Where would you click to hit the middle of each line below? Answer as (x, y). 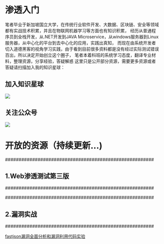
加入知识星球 (24, 84)
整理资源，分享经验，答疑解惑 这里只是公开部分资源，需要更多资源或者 (85, 61)
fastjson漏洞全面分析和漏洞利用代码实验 (45, 236)
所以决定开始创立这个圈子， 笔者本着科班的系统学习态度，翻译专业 (85, 55)
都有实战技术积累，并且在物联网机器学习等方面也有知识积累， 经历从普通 (78, 30)
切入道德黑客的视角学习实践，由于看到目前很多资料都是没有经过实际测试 (78, 49)
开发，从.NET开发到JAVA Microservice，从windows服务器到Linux (92, 37)
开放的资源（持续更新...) (54, 145)
